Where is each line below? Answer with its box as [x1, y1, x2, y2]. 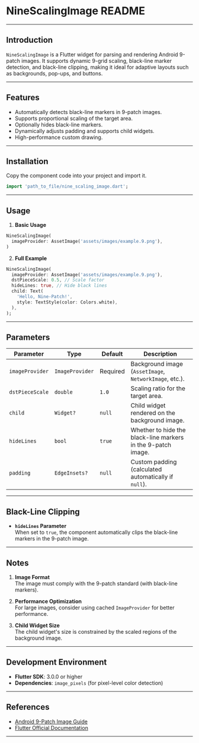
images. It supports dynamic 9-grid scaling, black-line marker [21, 57, 172, 64]
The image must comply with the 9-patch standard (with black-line [14, 580, 178, 587]
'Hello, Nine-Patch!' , [17, 294, 73, 300]
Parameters [6, 332, 50, 342]
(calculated [130, 465, 162, 473]
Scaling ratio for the [130, 384, 185, 393]
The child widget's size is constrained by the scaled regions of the [14, 628, 177, 635]
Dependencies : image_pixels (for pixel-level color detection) [14, 679, 163, 687]
